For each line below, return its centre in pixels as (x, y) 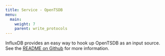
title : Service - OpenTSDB (34, 10)
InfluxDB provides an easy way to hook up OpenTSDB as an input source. (83, 43)
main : (16, 19)
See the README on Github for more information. (57, 48)
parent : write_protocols (41, 29)
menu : (11, 15)
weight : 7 (25, 24)
